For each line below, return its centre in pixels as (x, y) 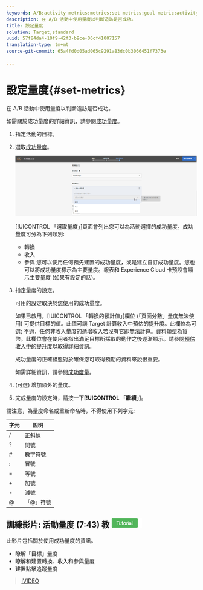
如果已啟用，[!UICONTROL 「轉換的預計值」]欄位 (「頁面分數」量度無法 (102, 316)
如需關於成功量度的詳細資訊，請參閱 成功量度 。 (64, 121)
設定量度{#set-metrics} (66, 90)
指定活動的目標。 (36, 134)
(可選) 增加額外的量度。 (44, 384)
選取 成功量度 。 (34, 147)
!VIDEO (30, 581)
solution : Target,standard (40, 32)
